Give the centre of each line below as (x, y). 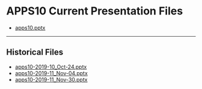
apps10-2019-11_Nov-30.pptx (51, 79)
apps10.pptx (30, 28)
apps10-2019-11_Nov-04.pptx (51, 73)
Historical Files (35, 52)
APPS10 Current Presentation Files (95, 11)
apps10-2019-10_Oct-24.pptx (51, 67)
